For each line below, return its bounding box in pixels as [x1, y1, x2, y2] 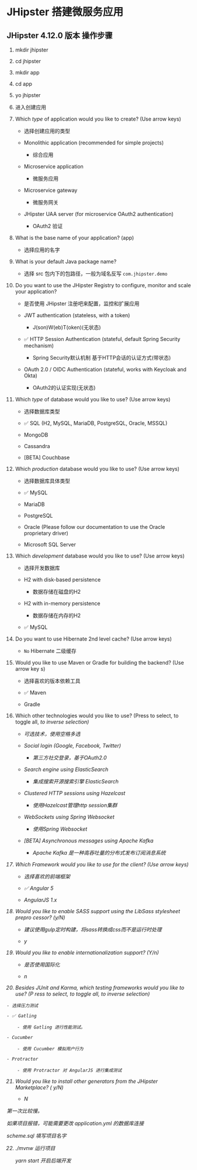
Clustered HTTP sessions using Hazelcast [23, 790, 126, 796]
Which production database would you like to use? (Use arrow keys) [15, 466, 180, 472]
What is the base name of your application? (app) [15, 235, 134, 241]
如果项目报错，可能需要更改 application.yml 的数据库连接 [6, 1120, 144, 1127]
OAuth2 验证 [32, 223, 63, 229]
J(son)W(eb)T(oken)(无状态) [32, 324, 101, 331]
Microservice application [23, 163, 84, 170]
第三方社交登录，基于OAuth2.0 [32, 754, 107, 761]
